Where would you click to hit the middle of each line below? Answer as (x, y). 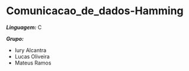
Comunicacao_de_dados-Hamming (95, 11)
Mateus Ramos (33, 63)
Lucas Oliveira (32, 56)
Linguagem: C (24, 27)
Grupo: (15, 38)
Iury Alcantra (31, 50)
